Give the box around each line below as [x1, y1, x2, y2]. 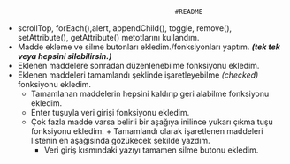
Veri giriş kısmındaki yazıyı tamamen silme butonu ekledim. [43, 145, 259, 155]
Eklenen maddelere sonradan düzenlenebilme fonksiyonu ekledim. [17, 61, 260, 71]
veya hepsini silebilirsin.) [17, 51, 112, 61]
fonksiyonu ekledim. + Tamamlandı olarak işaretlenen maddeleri [30, 126, 263, 136]
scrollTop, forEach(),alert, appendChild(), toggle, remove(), [17, 23, 233, 34]
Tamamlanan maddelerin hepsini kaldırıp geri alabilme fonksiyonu [30, 88, 270, 99]
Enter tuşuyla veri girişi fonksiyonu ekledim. [30, 108, 190, 117]
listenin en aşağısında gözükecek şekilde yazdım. [30, 136, 210, 145]
